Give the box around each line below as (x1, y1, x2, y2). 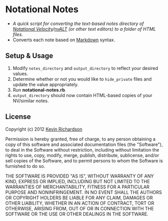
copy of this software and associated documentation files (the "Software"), (5, 141, 163, 148)
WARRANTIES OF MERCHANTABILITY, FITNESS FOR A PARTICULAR (5, 184, 150, 190)
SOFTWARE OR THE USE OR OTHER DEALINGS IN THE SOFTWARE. (5, 211, 149, 217)
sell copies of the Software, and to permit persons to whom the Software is (5, 157, 163, 164)
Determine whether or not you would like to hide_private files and (12, 76, 152, 82)
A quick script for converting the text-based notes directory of (12, 20, 144, 27)
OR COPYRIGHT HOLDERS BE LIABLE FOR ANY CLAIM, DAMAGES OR (5, 194, 153, 201)
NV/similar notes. (12, 97, 49, 104)
